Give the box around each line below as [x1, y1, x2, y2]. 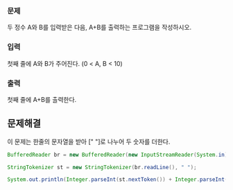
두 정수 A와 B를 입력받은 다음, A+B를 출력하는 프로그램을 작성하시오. [7, 23, 192, 32]
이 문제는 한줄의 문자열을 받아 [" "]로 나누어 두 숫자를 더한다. [7, 137, 171, 146]
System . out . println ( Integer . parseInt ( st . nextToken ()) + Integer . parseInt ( [7, 176, 228, 183]
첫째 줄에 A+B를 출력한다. [7, 95, 77, 103]
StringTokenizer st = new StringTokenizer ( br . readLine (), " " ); [7, 164, 197, 171]
